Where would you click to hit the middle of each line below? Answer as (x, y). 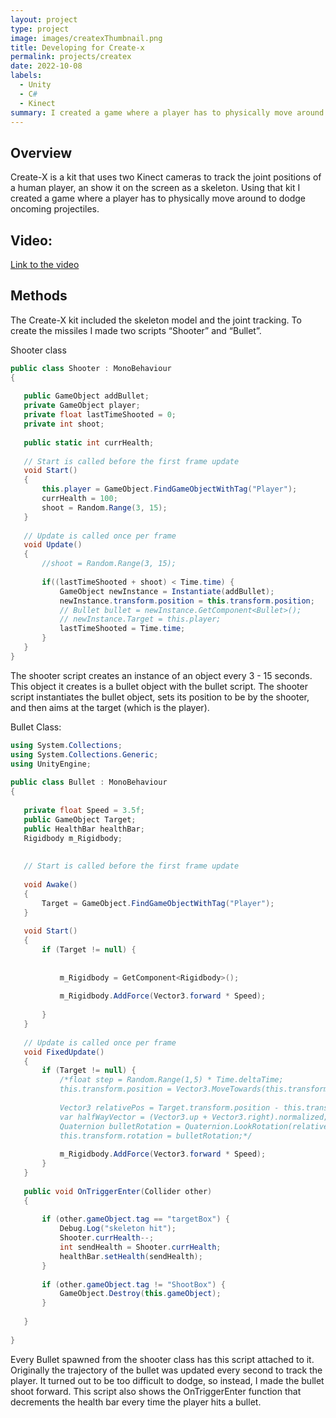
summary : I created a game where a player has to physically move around (167, 112)
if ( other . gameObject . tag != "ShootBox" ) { (133, 1284)
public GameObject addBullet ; (86, 396)
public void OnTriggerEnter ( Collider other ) (118, 1191)
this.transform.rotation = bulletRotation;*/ (156, 1136)
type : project (40, 29)
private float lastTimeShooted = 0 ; (100, 415)
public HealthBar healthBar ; (84, 829)
